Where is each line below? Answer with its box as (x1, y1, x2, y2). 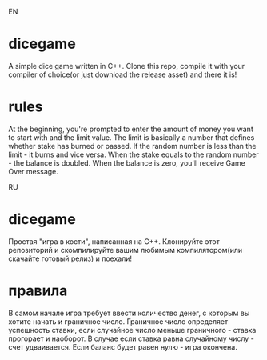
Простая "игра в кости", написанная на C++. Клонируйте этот (8, 236, 220, 246)
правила (8, 282, 68, 299)
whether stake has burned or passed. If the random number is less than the (8, 141, 257, 150)
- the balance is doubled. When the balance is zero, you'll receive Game (8, 158, 245, 167)
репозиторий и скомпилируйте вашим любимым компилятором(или (8, 245, 243, 254)
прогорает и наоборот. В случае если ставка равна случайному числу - (8, 334, 254, 343)
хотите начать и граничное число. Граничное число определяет (8, 316, 229, 326)
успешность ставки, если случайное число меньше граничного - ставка (8, 325, 257, 334)
